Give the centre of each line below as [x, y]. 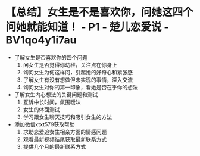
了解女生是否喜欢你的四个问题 [51, 57]
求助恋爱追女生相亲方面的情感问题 [65, 132]
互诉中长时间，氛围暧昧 [52, 102]
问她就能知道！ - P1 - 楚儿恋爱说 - [87, 27]
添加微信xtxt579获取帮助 [44, 124]
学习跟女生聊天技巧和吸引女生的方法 [68, 117]
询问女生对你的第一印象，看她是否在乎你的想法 [80, 87]
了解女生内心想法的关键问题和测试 [56, 94]
